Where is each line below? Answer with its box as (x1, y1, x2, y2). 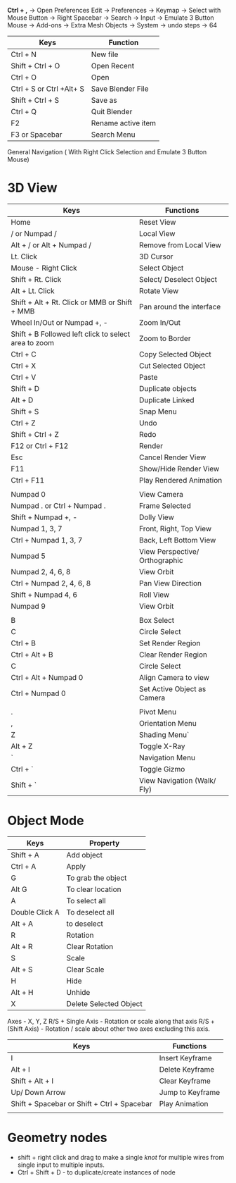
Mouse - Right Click (11, 263, 77, 273)
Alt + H (11, 987, 34, 997)
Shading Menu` (139, 729, 190, 739)
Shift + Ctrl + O (11, 61, 60, 70)
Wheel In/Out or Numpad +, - (11, 317, 108, 327)
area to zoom (11, 337, 55, 347)
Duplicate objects (139, 383, 197, 393)
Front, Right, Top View (139, 524, 212, 533)
